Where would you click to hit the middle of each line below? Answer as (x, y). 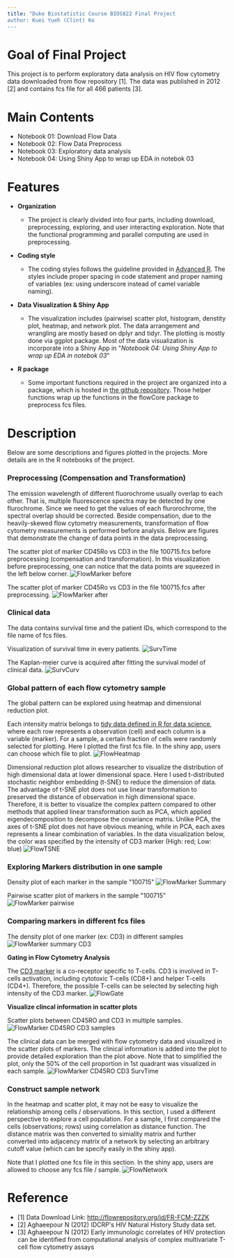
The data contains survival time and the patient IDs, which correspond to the (117, 628)
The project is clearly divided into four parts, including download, (121, 220)
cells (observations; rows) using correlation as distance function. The (107, 1127)
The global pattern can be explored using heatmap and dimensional (104, 703)
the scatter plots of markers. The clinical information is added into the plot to (117, 1048)
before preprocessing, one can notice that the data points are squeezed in (114, 566)
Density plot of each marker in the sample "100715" (81, 882)
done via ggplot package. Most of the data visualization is (110, 341)
